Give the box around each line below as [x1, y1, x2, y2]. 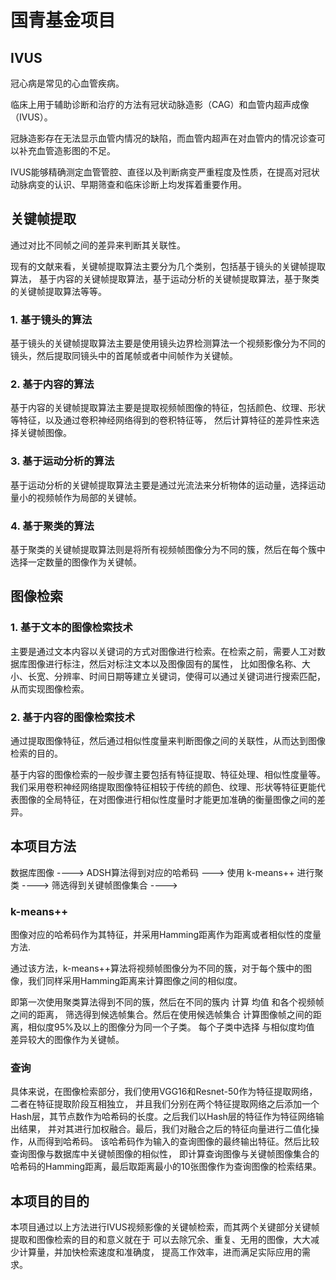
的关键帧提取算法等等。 [10, 285, 107, 297]
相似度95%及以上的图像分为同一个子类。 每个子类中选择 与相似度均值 [27, 1021, 315, 1033]
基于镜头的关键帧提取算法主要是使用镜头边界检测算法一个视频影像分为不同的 [10, 337, 326, 350]
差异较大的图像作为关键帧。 [10, 1034, 125, 1046]
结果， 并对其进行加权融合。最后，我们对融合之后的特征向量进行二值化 [18, 1123, 311, 1135]
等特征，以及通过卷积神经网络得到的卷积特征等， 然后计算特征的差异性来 [10, 414, 311, 426]
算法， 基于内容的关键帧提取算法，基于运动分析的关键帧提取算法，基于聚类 [10, 272, 320, 285]
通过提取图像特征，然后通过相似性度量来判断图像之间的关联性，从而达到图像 [10, 734, 326, 746]
